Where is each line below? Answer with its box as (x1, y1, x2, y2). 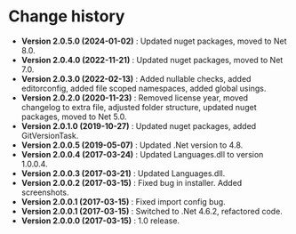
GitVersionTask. (20, 130, 79, 141)
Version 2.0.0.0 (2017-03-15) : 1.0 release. (20, 215, 180, 226)
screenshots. (20, 187, 69, 198)
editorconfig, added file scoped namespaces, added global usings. (20, 83, 267, 93)
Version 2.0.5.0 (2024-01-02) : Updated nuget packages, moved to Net (20, 36, 287, 46)
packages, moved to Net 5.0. (20, 111, 127, 122)
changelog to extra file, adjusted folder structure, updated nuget (20, 101, 257, 112)
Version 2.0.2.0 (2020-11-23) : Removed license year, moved (20, 92, 249, 103)
